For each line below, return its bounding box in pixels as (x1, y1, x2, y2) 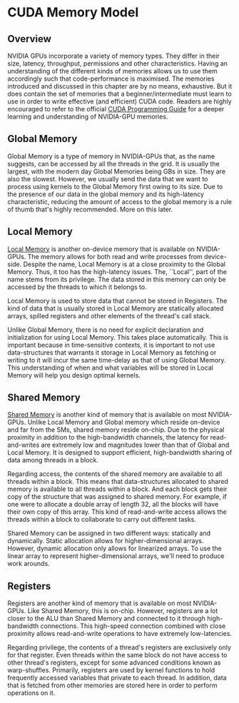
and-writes (7, 440, 40, 450)
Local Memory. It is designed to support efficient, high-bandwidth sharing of (7, 448, 233, 457)
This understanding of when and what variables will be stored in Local (7, 363, 214, 372)
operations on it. (7, 689, 56, 697)
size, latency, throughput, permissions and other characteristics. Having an (7, 59, 228, 68)
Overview (7, 33, 52, 45)
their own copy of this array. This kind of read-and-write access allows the (7, 507, 227, 516)
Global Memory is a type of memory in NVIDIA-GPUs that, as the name (7, 151, 215, 161)
